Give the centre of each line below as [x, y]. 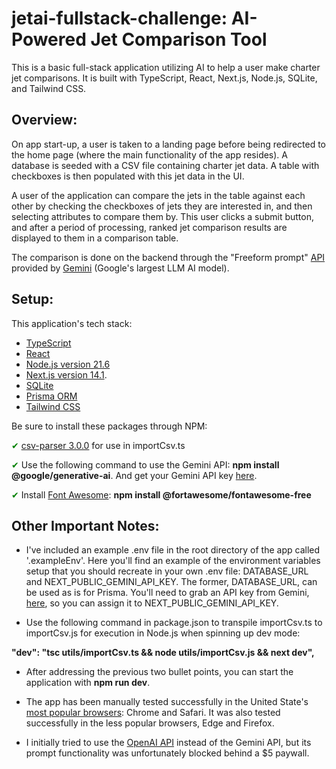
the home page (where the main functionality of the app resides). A [149, 154]
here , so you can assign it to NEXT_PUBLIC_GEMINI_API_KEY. [152, 603]
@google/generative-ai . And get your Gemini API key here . [134, 475]
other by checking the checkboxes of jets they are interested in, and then [162, 206]
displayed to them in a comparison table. [95, 238]
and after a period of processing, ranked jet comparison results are [149, 227]
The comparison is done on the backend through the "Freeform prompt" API [168, 257]
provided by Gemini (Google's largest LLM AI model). [120, 268]
